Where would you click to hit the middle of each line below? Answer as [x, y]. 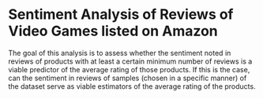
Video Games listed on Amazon [113, 31]
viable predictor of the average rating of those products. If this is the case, [129, 69]
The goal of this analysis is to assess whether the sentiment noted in [120, 53]
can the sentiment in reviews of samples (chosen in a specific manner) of [128, 78]
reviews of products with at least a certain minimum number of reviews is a [130, 61]
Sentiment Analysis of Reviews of [121, 15]
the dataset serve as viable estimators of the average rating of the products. [132, 86]
